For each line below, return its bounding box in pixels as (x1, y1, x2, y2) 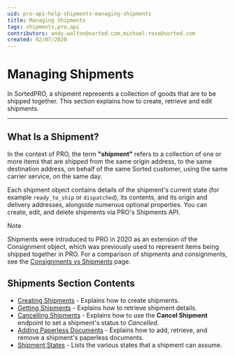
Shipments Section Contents (7, 278, 135, 290)
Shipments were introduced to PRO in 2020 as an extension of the (7, 235, 198, 243)
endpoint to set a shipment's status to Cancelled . (17, 318, 159, 327)
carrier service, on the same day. (7, 172, 103, 180)
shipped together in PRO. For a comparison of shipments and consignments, (7, 250, 227, 258)
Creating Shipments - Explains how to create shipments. (17, 296, 180, 304)
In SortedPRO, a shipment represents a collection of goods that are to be (7, 90, 217, 98)
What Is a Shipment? (7, 131, 99, 143)
